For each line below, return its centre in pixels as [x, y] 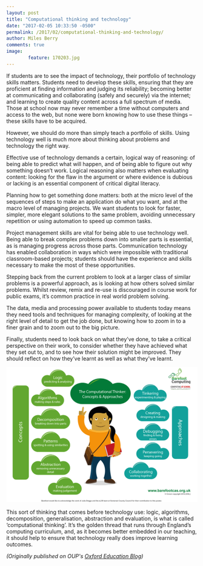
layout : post [23, 13]
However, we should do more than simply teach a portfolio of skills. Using [98, 133]
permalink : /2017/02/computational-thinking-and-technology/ [85, 32]
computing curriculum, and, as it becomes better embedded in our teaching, [101, 531]
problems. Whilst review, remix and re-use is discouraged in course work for [101, 289]
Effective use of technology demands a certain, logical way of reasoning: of [101, 157]
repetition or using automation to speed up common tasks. [79, 221]
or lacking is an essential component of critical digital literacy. [83, 183]
